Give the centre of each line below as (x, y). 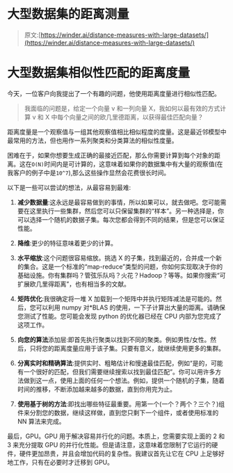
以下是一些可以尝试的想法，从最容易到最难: (69, 187)
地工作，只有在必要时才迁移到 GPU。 (60, 462)
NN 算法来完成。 (41, 421)
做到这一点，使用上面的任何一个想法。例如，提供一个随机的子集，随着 (124, 380)
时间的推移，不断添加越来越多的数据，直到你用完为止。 (96, 389)
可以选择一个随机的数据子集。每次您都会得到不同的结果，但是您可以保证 (121, 219)
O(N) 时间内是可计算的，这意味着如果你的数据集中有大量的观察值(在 (127, 163)
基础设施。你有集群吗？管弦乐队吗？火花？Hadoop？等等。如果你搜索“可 (121, 275)
